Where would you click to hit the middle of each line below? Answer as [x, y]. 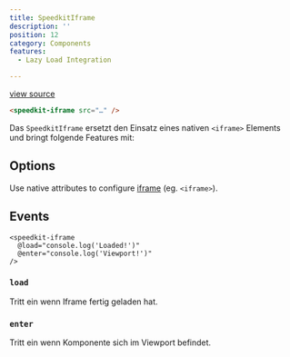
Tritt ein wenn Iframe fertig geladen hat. [84, 302]
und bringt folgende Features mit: [72, 137]
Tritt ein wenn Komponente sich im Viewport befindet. [110, 342]
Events [30, 217]
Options [33, 166]
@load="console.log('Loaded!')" [79, 245]
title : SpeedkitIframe [52, 18]
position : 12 [34, 35]
